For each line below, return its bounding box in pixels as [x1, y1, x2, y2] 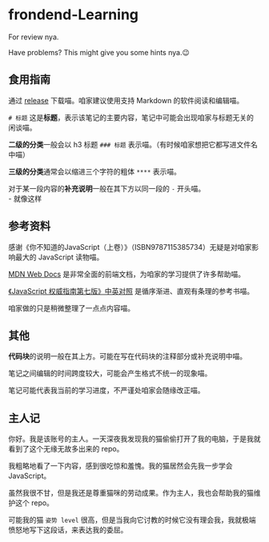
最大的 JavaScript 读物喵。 [14, 252, 104, 262]
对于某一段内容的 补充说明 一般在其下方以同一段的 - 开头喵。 [8, 183, 206, 193]
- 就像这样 [8, 194, 42, 203]
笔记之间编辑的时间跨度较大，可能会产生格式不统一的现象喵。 [8, 368, 212, 378]
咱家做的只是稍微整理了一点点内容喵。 [8, 303, 134, 313]
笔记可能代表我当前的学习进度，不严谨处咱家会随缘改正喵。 [8, 386, 205, 395]
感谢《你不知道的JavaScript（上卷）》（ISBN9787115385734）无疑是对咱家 [8, 242, 252, 251]
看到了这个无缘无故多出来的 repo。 [8, 444, 124, 454]
